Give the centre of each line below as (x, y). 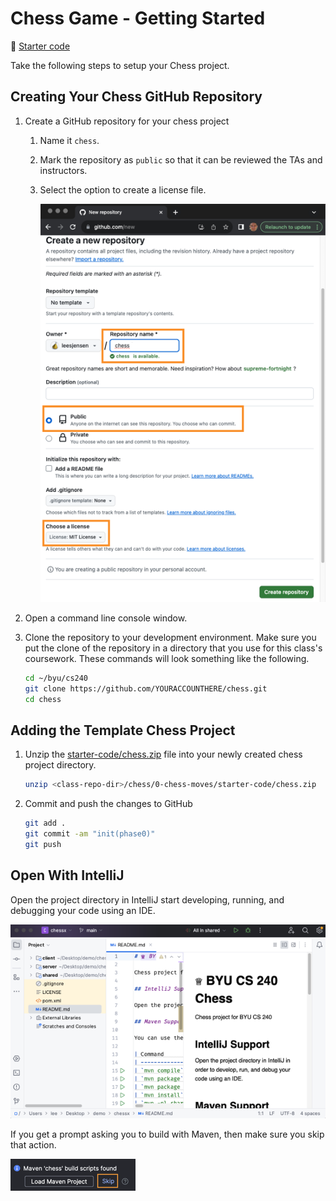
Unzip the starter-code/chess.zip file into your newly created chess (163, 754)
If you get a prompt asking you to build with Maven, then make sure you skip (167, 1134)
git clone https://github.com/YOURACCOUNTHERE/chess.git (146, 688)
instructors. (63, 170)
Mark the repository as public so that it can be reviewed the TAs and (181, 159)
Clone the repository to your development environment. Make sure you (170, 637)
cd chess (43, 699)
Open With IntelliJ (67, 875)
